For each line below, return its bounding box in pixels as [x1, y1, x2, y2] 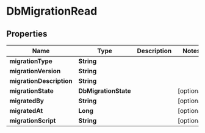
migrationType [9, 57, 53, 65]
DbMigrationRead [6, 4, 98, 18]
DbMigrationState [78, 87, 131, 95]
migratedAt [9, 107, 43, 115]
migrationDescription [9, 77, 73, 85]
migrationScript [9, 117, 56, 124]
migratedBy [9, 96, 45, 105]
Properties [6, 29, 48, 39]
